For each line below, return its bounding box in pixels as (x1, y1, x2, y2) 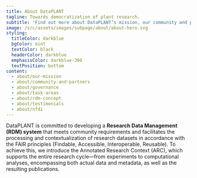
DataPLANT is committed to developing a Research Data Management (6, 122, 178, 129)
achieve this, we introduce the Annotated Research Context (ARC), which (6, 147, 183, 154)
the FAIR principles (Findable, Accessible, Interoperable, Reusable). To (6, 141, 176, 148)
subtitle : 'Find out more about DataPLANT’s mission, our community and (6, 19, 188, 25)
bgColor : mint (11, 41, 46, 47)
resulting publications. (6, 166, 60, 173)
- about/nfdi (11, 106, 43, 112)
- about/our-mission (11, 74, 62, 79)
